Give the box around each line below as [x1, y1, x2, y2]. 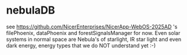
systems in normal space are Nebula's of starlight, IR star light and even [6, 35, 182, 43]
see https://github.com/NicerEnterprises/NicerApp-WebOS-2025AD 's [6, 23, 178, 30]
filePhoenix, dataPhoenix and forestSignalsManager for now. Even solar [6, 29, 180, 36]
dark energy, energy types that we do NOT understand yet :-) [6, 42, 156, 49]
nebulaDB [6, 4, 55, 17]
